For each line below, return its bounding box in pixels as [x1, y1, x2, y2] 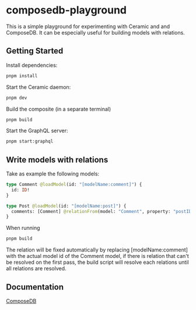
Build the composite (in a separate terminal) [6, 105, 111, 112]
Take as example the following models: [6, 170, 100, 177]
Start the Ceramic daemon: [6, 83, 71, 91]
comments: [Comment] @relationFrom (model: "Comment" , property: [11, 208, 171, 214]
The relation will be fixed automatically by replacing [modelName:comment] [6, 246, 188, 253]
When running [6, 225, 40, 232]
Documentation [6, 282, 64, 292]
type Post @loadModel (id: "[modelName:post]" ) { [6, 203, 127, 209]
